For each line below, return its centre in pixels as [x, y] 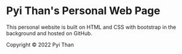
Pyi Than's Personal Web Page [83, 11]
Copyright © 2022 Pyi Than [40, 45]
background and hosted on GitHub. [49, 33]
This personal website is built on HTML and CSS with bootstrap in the [91, 27]
